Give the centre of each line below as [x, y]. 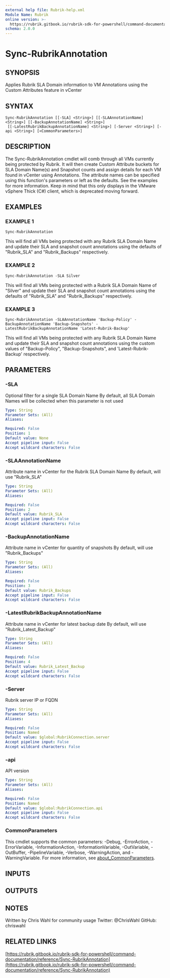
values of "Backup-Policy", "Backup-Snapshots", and [61, 349]
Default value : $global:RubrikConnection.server [57, 737]
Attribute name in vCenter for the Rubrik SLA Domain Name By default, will [83, 472]
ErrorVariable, [20, 847]
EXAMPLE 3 [20, 309]
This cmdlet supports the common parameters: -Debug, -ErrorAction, [78, 842]
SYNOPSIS [23, 72]
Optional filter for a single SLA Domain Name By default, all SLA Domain [80, 395]
